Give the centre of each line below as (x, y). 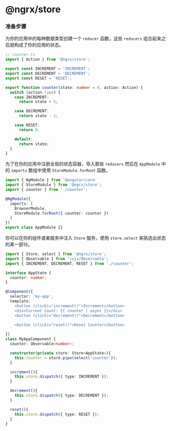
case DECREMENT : (32, 111)
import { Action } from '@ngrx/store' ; (48, 60)
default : (24, 139)
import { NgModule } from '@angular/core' (51, 180)
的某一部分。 (19, 244)
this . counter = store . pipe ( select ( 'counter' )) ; (66, 358)
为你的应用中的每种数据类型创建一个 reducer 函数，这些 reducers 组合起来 (83, 38)
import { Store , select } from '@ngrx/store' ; (56, 254)
